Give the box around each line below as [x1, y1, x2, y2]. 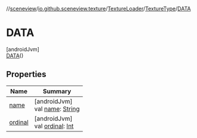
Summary [42, 87, 72, 95]
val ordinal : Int [34, 122, 74, 130]
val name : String [34, 105, 80, 113]
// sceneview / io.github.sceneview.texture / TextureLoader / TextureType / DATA [6, 5, 191, 12]
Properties [6, 69, 47, 79]
